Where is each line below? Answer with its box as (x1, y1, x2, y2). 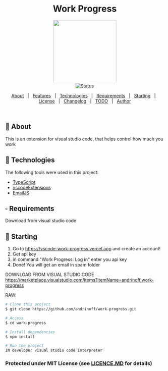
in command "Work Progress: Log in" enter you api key (12, 256, 127, 262)
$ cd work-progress (5, 320, 46, 326)
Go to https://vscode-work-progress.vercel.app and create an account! (12, 246, 161, 252)
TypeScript (12, 179, 36, 185)
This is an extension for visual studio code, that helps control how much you (5, 136, 163, 142)
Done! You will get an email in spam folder (12, 262, 100, 268)
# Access (5, 315, 24, 321)
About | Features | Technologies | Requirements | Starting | (11, 92, 156, 98)
